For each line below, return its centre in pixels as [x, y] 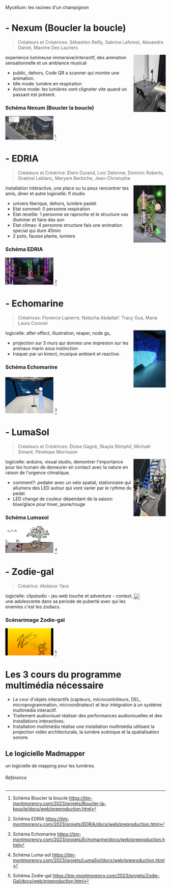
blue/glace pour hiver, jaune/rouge [49, 504]
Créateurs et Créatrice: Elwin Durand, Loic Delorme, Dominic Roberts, [91, 173]
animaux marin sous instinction [45, 348]
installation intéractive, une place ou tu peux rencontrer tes [67, 188]
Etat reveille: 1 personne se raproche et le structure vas [70, 214]
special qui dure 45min [37, 230]
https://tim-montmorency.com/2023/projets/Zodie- [106, 876]
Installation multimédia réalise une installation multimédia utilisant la [83, 727]
